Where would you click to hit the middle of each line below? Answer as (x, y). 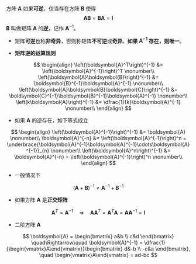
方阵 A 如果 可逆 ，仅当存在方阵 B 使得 (51, 8)
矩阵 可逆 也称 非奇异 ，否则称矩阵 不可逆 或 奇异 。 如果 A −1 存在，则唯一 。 (99, 40)
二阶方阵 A (27, 224)
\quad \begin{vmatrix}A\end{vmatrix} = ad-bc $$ (98, 255)
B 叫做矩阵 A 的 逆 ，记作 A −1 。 (42, 28)
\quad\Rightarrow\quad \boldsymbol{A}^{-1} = (87, 242)
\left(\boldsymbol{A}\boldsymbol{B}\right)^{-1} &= (98, 77)
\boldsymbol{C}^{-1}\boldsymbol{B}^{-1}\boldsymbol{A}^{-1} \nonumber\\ (98, 96)
